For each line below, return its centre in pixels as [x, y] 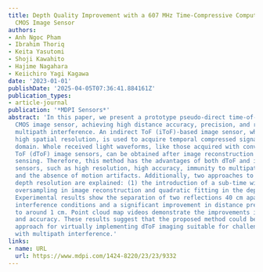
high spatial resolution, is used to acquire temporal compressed [126, 139]
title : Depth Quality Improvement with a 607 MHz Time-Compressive [121, 15]
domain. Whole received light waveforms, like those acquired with [128, 147]
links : [19, 241]
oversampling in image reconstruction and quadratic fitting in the [129, 190]
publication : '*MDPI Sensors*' [59, 111]
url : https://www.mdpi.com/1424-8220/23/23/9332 [96, 256]
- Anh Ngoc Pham [34, 37]
